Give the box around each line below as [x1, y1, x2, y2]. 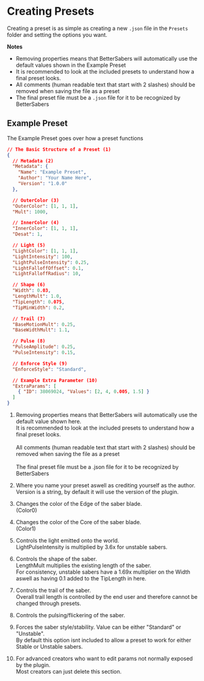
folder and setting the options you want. [7, 31, 107, 38]
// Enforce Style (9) [12, 360, 68, 367]
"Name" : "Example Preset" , [18, 169, 87, 175]
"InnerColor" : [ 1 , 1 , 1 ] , [12, 226, 79, 232]
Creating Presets [7, 4, 94, 18]
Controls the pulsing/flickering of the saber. [15, 612, 126, 618]
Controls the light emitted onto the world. [15, 537, 120, 544]
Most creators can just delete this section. [15, 668, 122, 675]
